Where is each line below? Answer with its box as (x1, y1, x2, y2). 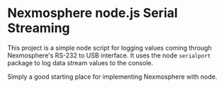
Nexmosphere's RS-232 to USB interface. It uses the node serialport (7, 51, 211, 60)
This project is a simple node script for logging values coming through (7, 43, 212, 52)
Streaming (7, 20, 70, 36)
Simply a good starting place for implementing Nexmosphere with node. (7, 72, 218, 81)
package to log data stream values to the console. (7, 58, 154, 67)
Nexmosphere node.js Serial (7, 5, 179, 21)
